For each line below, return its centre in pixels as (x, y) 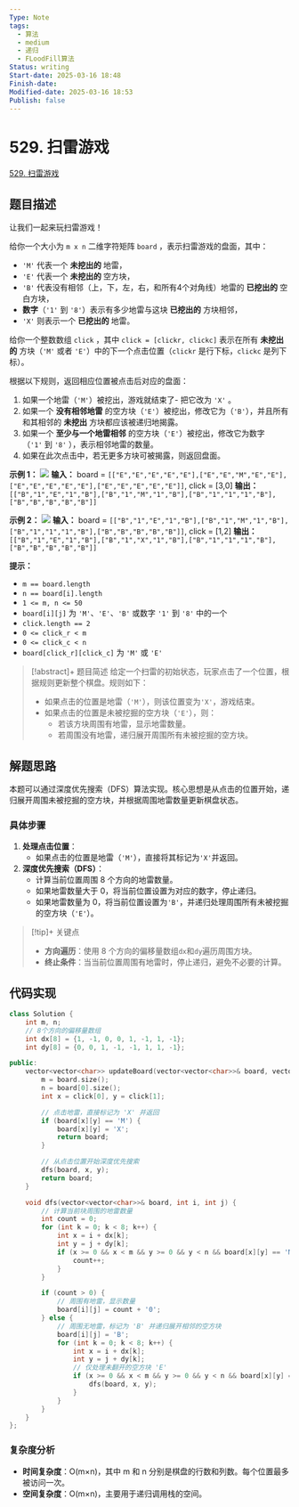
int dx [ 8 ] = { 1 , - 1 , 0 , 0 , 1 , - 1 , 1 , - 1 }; (105, 1039)
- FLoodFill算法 (46, 59)
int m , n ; (44, 1022)
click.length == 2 (56, 624)
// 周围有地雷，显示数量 (96, 1301)
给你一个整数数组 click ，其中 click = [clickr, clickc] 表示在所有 (134, 340)
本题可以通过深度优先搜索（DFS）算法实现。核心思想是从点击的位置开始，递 (149, 788)
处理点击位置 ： (49, 846)
